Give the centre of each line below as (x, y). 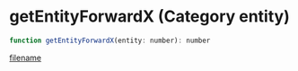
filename (26, 58)
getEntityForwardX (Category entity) (149, 17)
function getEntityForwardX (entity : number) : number (110, 40)
